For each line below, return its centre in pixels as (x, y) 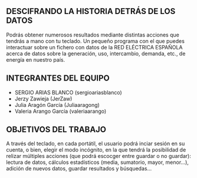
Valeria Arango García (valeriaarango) (60, 111)
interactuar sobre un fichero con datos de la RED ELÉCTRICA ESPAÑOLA (94, 47)
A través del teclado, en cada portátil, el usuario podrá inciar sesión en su (96, 144)
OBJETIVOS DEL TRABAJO (56, 130)
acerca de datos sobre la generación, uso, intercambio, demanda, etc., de (96, 53)
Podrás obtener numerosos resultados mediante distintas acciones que (93, 35)
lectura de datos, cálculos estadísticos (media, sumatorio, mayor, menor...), (97, 162)
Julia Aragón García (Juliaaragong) (57, 105)
